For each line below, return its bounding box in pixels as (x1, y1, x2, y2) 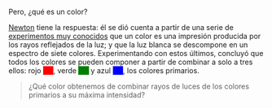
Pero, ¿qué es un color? (8, 7, 88, 16)
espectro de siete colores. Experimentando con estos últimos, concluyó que (8, 49, 264, 58)
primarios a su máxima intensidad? (28, 90, 145, 100)
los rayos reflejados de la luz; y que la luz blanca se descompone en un (8, 40, 248, 50)
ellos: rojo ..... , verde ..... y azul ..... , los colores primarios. (8, 66, 200, 76)
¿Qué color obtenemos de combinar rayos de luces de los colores (28, 81, 250, 91)
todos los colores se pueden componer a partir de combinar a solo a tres (8, 57, 253, 67)
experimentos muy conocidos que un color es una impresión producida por (8, 32, 261, 41)
